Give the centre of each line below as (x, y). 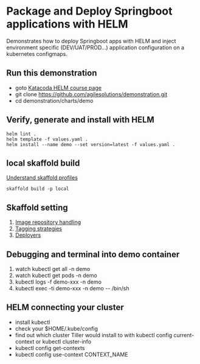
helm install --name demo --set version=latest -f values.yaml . (91, 144)
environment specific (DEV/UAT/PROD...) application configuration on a (95, 47)
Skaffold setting (37, 207)
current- (184, 335)
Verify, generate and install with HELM (81, 120)
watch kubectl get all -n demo (53, 269)
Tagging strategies (39, 229)
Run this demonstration (52, 73)
